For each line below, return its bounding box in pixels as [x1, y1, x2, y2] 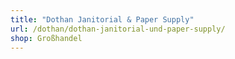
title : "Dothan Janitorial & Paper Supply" [10, 14, 195, 25]
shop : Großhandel [10, 33, 83, 43]
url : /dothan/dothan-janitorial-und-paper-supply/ [10, 24, 226, 34]
